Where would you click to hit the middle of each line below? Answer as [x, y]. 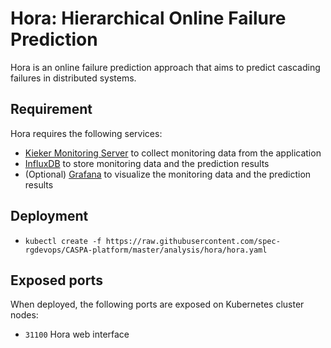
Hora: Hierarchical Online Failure [148, 18]
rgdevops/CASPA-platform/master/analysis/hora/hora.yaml [146, 250]
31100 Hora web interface [77, 334]
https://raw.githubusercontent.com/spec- [193, 241]
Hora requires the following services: [86, 133]
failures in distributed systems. [73, 78]
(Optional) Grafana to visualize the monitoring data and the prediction [168, 174]
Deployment [49, 216]
